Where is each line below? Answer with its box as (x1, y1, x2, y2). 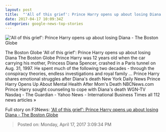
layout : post (5, 7, 32, 12)
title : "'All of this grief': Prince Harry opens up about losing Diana (5, 12, 162, 17)
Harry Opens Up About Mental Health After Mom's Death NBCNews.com (5, 81, 154, 87)
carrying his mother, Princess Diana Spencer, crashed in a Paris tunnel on (5, 60, 156, 66)
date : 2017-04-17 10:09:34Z (5, 16, 64, 21)
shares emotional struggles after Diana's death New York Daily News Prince (5, 76, 161, 82)
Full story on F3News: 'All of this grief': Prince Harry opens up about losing (5, 107, 159, 113)
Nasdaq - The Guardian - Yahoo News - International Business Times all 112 (5, 92, 160, 98)
